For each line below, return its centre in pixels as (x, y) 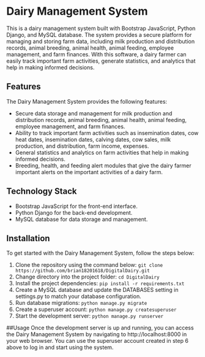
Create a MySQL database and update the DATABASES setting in (97, 290)
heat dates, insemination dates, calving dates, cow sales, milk (93, 139)
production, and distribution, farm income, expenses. (82, 146)
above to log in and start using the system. (60, 347)
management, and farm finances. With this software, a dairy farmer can (96, 54)
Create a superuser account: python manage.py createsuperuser (96, 309)
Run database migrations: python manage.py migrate (81, 303)
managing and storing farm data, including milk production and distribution (100, 41)
